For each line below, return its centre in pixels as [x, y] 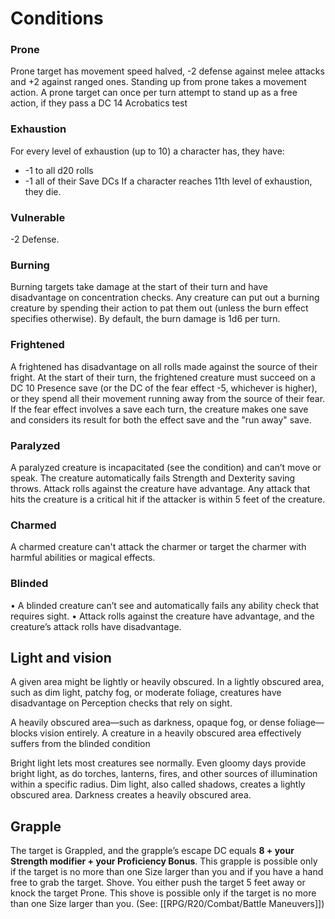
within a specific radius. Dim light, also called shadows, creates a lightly [158, 784]
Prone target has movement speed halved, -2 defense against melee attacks [167, 71]
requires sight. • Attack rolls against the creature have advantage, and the [162, 616]
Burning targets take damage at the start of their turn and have [139, 287]
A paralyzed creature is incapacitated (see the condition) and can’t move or [166, 467]
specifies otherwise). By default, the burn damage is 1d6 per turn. [145, 319]
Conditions [57, 18]
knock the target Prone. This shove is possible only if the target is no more [163, 893]
